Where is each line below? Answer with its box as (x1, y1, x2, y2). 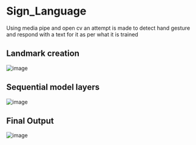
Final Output (6, 115, 54, 126)
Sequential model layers (6, 82, 100, 92)
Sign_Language (6, 4, 87, 18)
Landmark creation (6, 49, 80, 59)
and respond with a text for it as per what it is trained (6, 30, 138, 38)
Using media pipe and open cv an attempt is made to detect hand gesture (6, 24, 191, 32)
